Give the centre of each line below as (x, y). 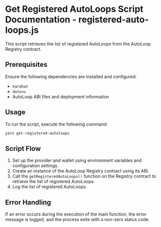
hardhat (20, 87)
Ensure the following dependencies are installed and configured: (71, 76)
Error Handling (28, 202)
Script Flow (23, 149)
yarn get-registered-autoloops (37, 133)
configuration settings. (35, 166)
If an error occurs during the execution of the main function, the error (76, 214)
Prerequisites (26, 65)
